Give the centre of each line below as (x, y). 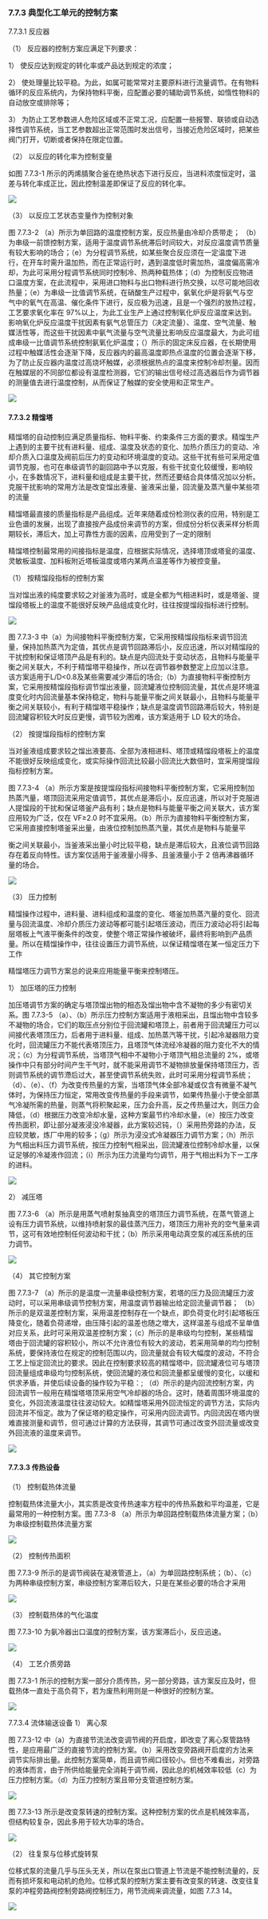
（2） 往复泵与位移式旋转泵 (53, 1853)
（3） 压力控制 (33, 897)
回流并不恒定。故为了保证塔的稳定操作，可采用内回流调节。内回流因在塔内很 (134, 1413)
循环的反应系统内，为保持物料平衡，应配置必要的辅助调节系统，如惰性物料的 (134, 93)
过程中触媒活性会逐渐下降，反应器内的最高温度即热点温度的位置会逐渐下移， (134, 353)
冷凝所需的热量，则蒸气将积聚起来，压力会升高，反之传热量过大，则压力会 (137, 1105)
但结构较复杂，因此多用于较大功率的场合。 (78, 1821)
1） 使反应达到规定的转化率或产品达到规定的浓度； (91, 66)
